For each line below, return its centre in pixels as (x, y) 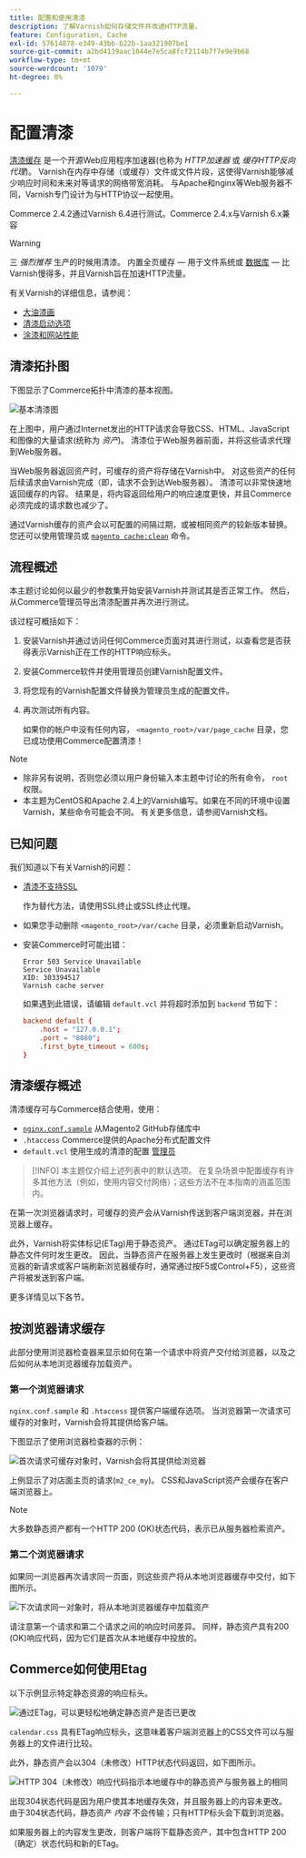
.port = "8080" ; (70, 1038)
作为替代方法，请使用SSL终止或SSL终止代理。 (109, 906)
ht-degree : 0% (36, 77)
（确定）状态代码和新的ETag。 (67, 1843)
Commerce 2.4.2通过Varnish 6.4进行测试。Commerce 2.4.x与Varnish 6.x (146, 213)
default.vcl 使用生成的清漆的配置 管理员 (99, 1151)
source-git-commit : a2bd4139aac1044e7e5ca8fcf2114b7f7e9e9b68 (129, 52)
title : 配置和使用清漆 (48, 18)
